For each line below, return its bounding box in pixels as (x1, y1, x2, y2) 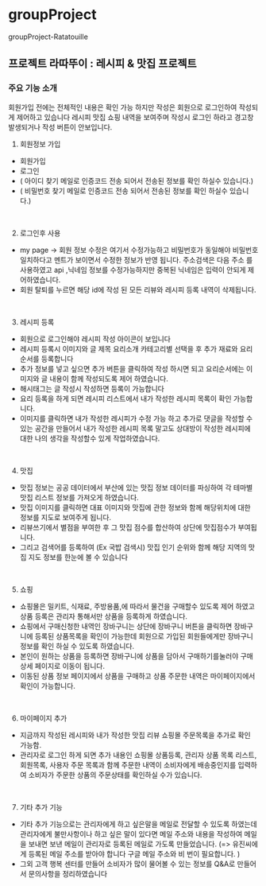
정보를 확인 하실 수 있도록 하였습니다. (19, 641, 135, 651)
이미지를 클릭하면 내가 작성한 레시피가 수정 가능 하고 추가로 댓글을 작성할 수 (19, 414, 253, 423)
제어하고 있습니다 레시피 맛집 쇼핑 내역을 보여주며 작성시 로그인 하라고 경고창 (16, 112, 254, 122)
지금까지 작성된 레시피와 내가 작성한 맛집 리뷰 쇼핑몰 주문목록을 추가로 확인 (19, 730, 252, 740)
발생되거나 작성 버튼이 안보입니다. (8, 122, 113, 132)
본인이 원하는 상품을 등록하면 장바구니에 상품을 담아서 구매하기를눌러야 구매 (19, 651, 254, 661)
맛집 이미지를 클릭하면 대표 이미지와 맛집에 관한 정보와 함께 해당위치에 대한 (19, 503, 252, 512)
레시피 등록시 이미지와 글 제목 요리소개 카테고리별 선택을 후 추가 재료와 (19, 344, 238, 353)
